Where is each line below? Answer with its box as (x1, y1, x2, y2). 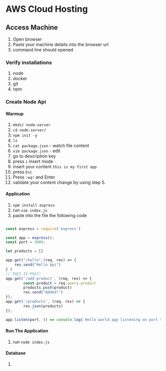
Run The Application (5, 328, 49, 334)
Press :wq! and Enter (12, 174, 56, 180)
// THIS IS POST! (5, 271, 41, 277)
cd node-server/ (12, 128, 46, 133)
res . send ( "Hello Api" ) (14, 262, 61, 267)
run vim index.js (12, 207, 48, 213)
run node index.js (12, 339, 50, 345)
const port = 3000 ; (5, 240, 46, 245)
